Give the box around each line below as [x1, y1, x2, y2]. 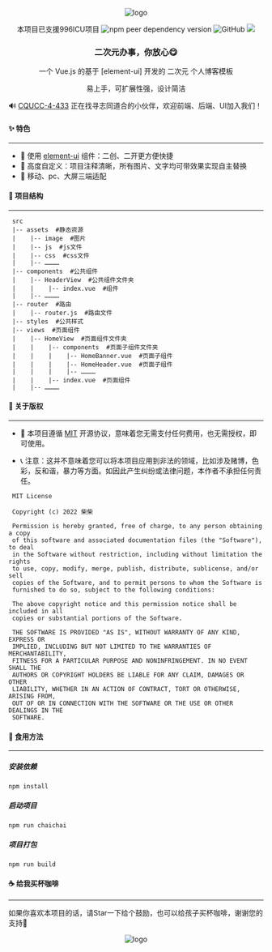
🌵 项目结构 [8, 191, 44, 201]
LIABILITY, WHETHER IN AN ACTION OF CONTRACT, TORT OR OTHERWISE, [11, 685, 241, 693]
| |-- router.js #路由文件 [11, 309, 113, 317]
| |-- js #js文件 [11, 243, 83, 251]
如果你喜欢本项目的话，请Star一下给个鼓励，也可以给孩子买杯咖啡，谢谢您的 [8, 908, 263, 918]
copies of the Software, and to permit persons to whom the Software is [11, 578, 263, 587]
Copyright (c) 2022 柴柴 [11, 507, 93, 516]
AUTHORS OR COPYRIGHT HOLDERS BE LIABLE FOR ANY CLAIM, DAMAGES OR [11, 671, 244, 679]
